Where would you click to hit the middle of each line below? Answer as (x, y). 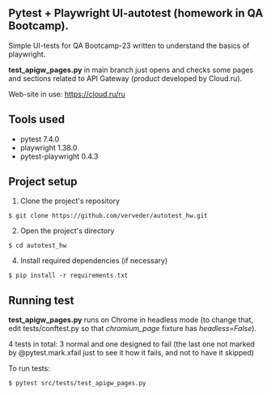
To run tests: (29, 368)
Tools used (37, 119)
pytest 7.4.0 (39, 139)
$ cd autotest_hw (38, 246)
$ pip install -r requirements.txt (68, 276)
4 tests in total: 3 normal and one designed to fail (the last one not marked (131, 344)
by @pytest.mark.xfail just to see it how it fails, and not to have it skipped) (131, 353)
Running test (41, 300)
